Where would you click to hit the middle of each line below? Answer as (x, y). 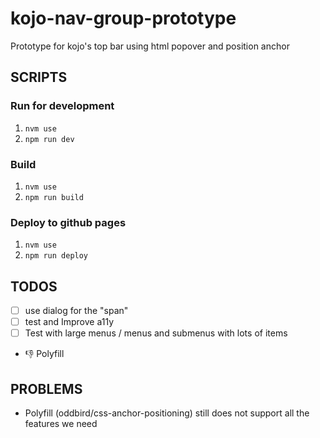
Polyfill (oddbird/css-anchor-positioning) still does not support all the (167, 413)
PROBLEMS (46, 388)
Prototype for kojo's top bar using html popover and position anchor (150, 46)
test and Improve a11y (69, 322)
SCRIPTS (39, 77)
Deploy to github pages (68, 222)
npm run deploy (56, 256)
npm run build (54, 197)
